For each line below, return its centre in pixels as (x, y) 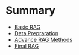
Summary (30, 10)
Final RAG (27, 46)
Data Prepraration (36, 33)
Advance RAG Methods (43, 39)
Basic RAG (27, 27)
